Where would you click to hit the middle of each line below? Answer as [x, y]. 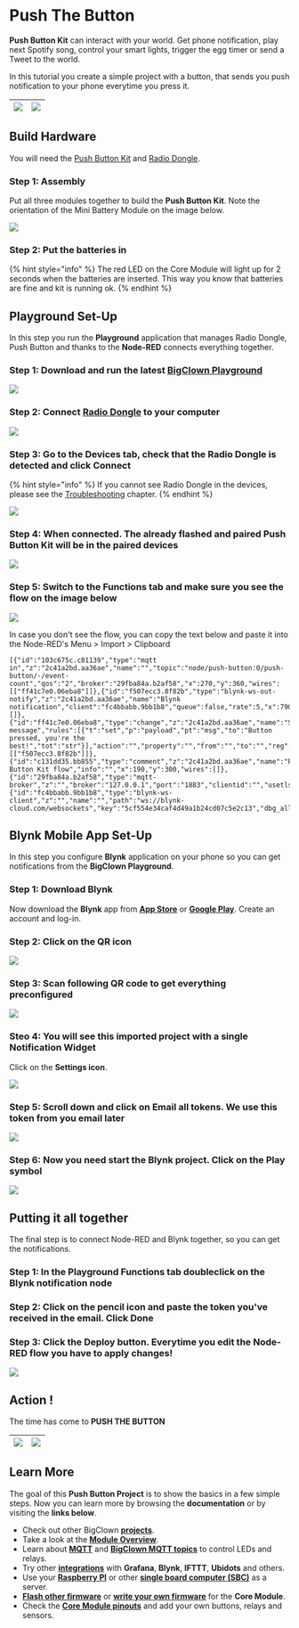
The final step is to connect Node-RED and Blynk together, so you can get [145, 1239]
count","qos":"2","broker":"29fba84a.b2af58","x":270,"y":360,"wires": [145, 683]
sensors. [38, 1615]
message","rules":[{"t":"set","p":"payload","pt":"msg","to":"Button [141, 730]
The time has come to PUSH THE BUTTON [87, 1421]
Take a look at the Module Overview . [90, 1539]
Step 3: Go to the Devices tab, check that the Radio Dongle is [143, 454]
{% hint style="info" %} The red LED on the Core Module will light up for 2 [145, 269]
